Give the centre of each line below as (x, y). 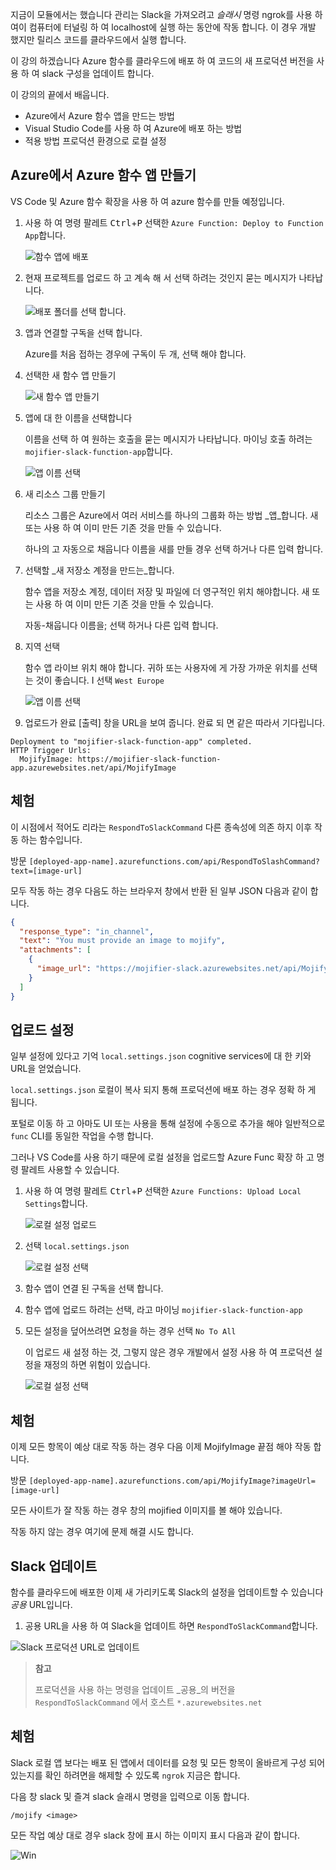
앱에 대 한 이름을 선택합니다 (78, 417)
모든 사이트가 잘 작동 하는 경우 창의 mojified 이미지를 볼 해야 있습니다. (146, 1510)
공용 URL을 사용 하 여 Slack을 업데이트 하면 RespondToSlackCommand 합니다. (171, 1625)
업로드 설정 (42, 1029)
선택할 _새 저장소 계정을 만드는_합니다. (99, 570)
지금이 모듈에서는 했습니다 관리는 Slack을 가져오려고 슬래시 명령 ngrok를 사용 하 (166, 14)
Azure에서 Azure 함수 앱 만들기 (103, 175)
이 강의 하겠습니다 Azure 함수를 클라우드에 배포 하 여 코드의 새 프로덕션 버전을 (162, 61)
